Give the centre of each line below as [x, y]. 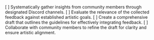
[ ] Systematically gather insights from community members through [73, 7]
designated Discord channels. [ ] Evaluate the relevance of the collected [77, 12]
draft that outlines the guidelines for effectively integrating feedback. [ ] [77, 22]
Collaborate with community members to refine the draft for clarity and [76, 27]
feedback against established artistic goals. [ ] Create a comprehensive [77, 17]
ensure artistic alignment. [30, 33]
